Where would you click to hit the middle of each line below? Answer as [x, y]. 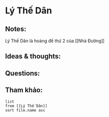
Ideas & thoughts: [33, 56]
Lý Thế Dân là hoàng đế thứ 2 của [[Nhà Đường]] [55, 41]
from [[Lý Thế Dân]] [27, 106]
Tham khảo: [24, 90]
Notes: [16, 29]
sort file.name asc [25, 110]
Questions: [23, 73]
